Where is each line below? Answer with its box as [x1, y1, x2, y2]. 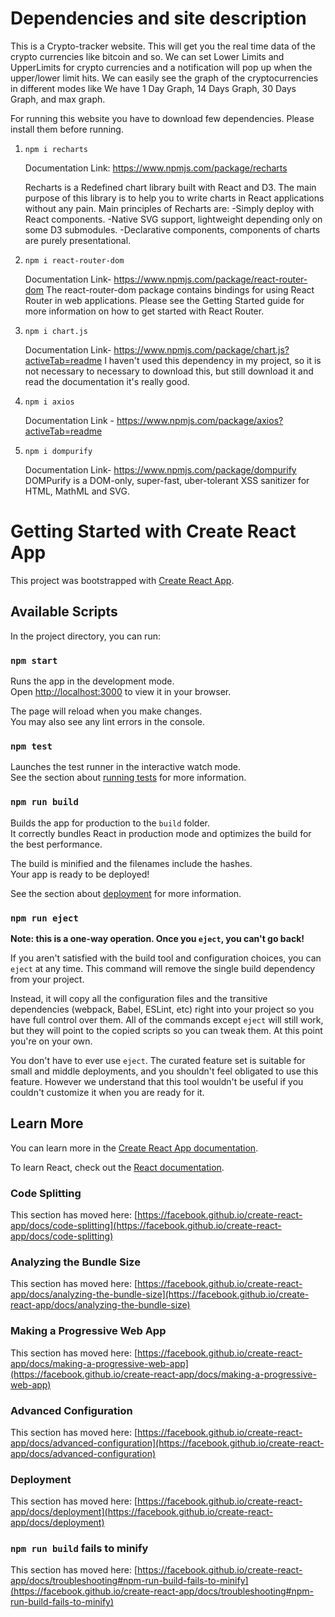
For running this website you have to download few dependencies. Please [10, 112, 315, 124]
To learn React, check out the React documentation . [10, 1161, 225, 1173]
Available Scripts [10, 603, 118, 621]
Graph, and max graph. [10, 93, 106, 105]
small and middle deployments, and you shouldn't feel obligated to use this [10, 1065, 319, 1077]
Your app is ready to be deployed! [10, 868, 150, 880]
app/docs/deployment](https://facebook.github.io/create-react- [10, 1506, 273, 1518]
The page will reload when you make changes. [10, 705, 203, 717]
